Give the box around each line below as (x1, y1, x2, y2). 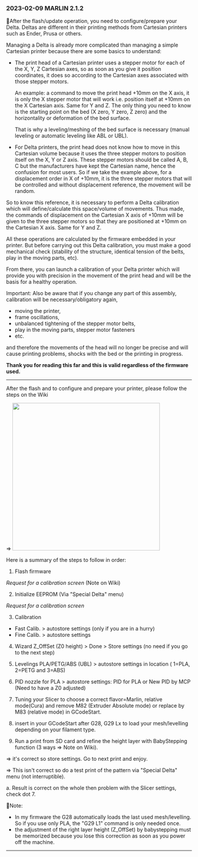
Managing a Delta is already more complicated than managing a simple (6, 41, 179, 48)
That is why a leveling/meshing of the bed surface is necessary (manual (14, 126, 190, 133)
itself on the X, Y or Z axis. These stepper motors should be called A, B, (14, 156, 189, 163)
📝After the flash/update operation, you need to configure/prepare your (6, 18, 177, 25)
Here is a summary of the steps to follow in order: (6, 557, 127, 564)
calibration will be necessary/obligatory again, (6, 296, 118, 303)
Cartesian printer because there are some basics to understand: (6, 48, 162, 55)
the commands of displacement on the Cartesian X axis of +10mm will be (6, 211, 184, 219)
